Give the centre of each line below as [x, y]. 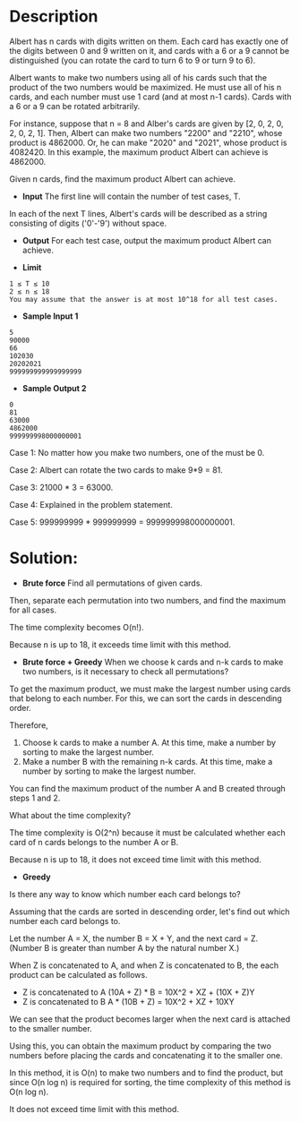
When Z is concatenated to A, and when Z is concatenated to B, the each [144, 965]
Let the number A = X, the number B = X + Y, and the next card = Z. [134, 938]
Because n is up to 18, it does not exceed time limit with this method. [135, 859]
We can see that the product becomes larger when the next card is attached [150, 1019]
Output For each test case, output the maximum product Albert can [146, 240]
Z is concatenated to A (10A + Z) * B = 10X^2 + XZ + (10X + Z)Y [138, 992]
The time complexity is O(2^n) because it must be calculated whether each [148, 832]
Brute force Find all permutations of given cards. [112, 583]
